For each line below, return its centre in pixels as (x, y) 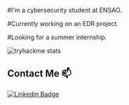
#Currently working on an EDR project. (63, 23)
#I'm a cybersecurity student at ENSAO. (65, 10)
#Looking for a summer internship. (57, 37)
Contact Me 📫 (40, 74)
